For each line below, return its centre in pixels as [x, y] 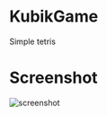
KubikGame [54, 17]
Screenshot [53, 78]
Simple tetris [33, 41]
